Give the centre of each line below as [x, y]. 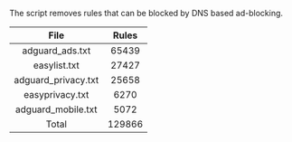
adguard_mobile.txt [56, 109]
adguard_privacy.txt [57, 80]
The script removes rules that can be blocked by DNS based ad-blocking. [146, 13]
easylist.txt [56, 65]
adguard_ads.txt [57, 51]
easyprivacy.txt [57, 95]
